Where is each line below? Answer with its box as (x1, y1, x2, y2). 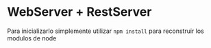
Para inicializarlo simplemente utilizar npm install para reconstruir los (7, 27, 204, 35)
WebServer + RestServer (7, 4, 152, 20)
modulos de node (7, 34, 57, 42)
